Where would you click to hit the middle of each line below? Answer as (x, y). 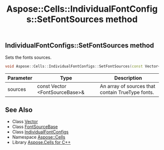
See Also (19, 110)
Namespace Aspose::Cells (39, 137)
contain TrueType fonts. (127, 92)
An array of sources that (127, 86)
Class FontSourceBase (35, 127)
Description (128, 78)
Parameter (20, 78)
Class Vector (25, 122)
